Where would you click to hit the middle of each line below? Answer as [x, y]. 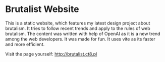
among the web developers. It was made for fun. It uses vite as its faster [80, 39]
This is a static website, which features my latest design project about [78, 23]
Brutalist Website [42, 9]
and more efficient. [25, 44]
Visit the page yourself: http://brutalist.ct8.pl [51, 54]
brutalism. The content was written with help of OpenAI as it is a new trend [83, 33]
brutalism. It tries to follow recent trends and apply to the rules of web [78, 28]
